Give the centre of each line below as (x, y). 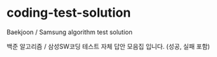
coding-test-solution (69, 13)
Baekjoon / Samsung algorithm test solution (70, 32)
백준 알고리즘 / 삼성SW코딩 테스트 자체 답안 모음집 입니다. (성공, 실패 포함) (108, 46)
